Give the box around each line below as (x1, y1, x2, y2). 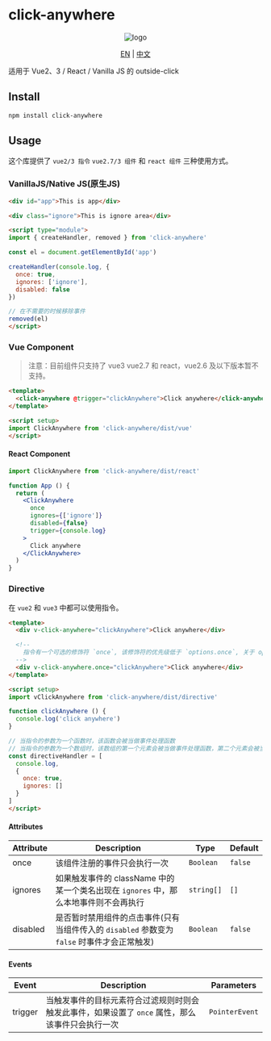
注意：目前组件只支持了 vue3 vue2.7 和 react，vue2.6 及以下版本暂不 (27, 361, 260, 370)
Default (229, 842, 259, 853)
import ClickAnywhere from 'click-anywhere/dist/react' (8, 466, 200, 475)
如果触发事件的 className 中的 (55, 872, 175, 884)
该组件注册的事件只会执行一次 (55, 857, 169, 868)
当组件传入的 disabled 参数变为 (55, 924, 174, 935)
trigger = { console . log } (29, 526, 106, 534)
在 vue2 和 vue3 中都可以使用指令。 (8, 603, 123, 612)
